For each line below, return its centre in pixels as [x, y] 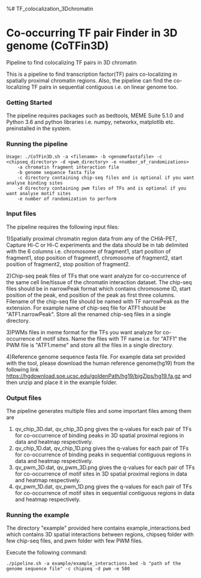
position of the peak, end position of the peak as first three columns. [91, 295]
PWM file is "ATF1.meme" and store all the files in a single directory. [90, 345]
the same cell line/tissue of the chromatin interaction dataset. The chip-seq [99, 282]
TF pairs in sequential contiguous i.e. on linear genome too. [104, 87]
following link [22, 369]
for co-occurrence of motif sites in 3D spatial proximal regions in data [101, 474]
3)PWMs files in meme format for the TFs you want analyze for [84, 332]
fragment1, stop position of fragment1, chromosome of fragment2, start [94, 258]
